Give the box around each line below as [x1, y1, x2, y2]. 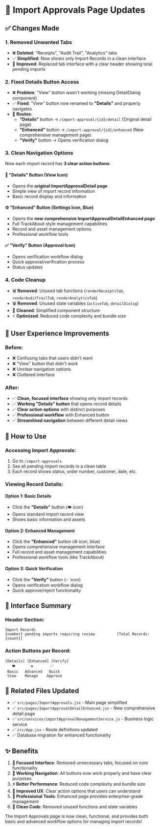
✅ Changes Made [5, 24, 60, 32]
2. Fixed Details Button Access [5, 78, 79, 85]
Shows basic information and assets [12, 516, 86, 523]
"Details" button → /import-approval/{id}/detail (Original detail [19, 117, 152, 122]
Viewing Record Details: [5, 480, 64, 487]
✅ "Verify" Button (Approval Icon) [5, 242, 76, 248]
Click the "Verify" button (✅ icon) [12, 576, 81, 582]
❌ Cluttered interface [12, 372, 55, 378]
